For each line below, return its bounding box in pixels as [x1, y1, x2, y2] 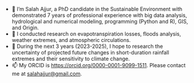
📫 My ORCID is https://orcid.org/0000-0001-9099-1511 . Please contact [11, 62, 186, 68]
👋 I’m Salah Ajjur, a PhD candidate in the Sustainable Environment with [11, 6, 183, 12]
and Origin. [11, 24, 40, 31]
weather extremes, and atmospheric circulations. [11, 37, 131, 43]
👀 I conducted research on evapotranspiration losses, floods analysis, [11, 30, 182, 37]
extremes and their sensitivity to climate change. [11, 56, 130, 62]
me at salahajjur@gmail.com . [11, 70, 83, 77]
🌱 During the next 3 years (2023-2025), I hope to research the [11, 43, 163, 50]
